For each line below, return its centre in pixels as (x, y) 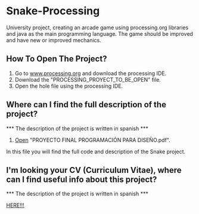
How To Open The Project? (57, 59)
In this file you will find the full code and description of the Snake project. (96, 151)
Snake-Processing (53, 11)
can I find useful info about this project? (82, 179)
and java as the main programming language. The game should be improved (100, 33)
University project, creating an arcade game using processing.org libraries (97, 27)
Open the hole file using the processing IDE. (69, 86)
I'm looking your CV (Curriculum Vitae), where (94, 170)
